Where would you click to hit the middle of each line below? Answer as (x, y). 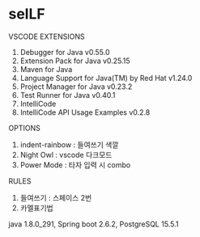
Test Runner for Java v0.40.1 (68, 95)
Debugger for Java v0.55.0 (65, 52)
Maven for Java (46, 69)
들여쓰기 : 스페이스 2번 (56, 197)
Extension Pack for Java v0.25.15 (75, 61)
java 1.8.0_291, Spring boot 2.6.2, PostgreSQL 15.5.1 (94, 224)
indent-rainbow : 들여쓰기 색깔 (69, 144)
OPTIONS (24, 128)
